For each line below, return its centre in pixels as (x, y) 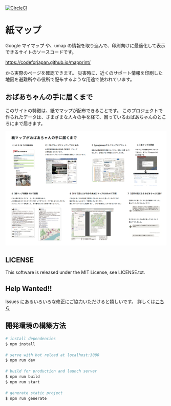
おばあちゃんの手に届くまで (49, 97)
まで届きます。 (30, 123)
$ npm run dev (20, 360)
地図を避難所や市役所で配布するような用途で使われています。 (70, 79)
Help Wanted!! (29, 288)
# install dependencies (31, 339)
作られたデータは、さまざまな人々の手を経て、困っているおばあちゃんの (81, 117)
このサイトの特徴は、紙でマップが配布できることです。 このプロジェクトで (84, 110)
